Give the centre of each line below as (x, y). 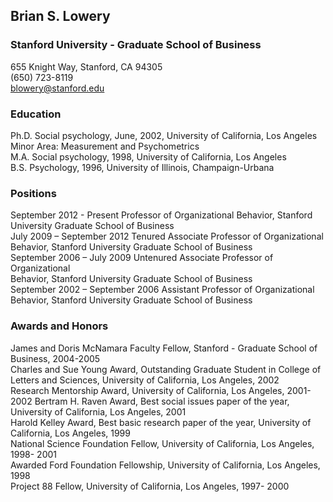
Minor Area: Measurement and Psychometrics (105, 146)
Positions (33, 193)
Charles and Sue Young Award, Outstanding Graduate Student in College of (166, 369)
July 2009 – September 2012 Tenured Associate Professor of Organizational (167, 236)
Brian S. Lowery (60, 16)
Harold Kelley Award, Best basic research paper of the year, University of (161, 422)
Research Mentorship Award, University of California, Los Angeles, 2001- (161, 390)
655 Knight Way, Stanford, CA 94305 (86, 66)
